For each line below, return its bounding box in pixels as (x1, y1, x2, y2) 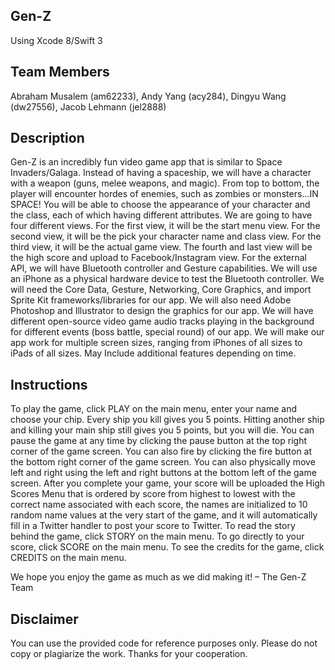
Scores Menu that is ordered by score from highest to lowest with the (10, 488, 296, 500)
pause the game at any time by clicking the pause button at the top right (10, 435, 308, 447)
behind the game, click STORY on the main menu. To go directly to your (10, 530, 305, 543)
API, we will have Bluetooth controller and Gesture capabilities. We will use (10, 262, 318, 274)
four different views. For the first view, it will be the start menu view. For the (10, 220, 321, 232)
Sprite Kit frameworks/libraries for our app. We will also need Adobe (10, 294, 292, 306)
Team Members (10, 64, 110, 81)
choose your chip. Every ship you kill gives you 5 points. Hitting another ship (10, 414, 325, 426)
